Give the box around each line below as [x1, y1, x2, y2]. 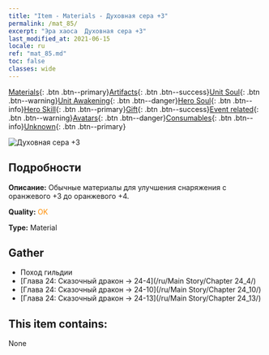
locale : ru [8, 42, 45, 50]
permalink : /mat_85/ [8, 19, 79, 28]
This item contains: [8, 317, 108, 331]
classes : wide [8, 65, 57, 73]
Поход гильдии [19, 267, 73, 277]
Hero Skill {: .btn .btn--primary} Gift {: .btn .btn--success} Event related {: [23, 104, 259, 114]
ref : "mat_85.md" [8, 50, 67, 58]
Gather [8, 245, 45, 260]
